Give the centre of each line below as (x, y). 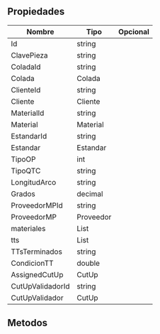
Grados (23, 193)
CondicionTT (33, 263)
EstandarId (29, 136)
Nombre (40, 31)
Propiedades (36, 12)
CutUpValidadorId (40, 286)
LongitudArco (34, 182)
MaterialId (28, 113)
